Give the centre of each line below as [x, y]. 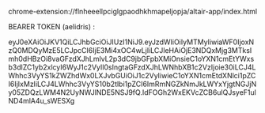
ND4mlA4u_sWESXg [42, 101]
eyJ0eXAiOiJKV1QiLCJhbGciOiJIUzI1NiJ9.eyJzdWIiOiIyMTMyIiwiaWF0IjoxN [131, 42]
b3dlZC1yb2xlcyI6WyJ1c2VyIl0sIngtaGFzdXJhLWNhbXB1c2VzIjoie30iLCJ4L [132, 67]
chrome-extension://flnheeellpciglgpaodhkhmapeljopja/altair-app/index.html [133, 11]
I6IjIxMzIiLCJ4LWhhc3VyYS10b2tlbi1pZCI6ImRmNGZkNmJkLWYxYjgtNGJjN [132, 84]
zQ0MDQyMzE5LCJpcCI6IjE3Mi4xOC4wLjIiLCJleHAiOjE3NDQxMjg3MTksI [130, 50]
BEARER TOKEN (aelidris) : [51, 26]
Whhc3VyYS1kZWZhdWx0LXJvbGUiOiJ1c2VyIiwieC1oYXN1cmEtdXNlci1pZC [132, 75]
